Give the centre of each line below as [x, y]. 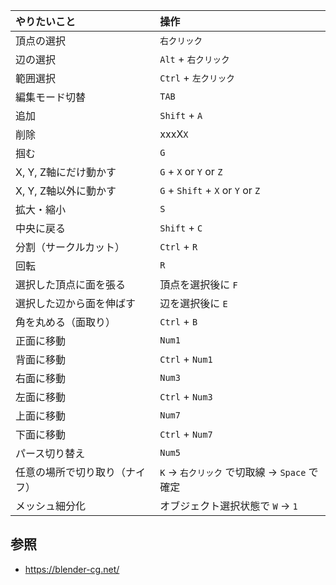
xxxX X [174, 134]
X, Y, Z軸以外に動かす [66, 191]
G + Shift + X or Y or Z [210, 190]
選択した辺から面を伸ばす [76, 303]
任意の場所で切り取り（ [71, 472]
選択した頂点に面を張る [71, 284]
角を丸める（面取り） [66, 322]
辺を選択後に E [193, 303]
